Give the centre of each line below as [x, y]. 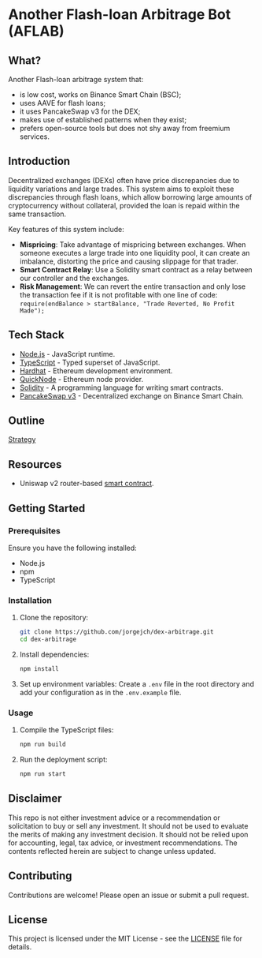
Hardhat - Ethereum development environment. [96, 370]
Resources [35, 464]
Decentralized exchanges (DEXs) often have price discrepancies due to [124, 180]
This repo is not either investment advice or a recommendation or [114, 818]
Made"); [32, 311]
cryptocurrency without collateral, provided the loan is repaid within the [124, 205]
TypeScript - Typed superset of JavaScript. [90, 362]
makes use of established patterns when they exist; [103, 120]
